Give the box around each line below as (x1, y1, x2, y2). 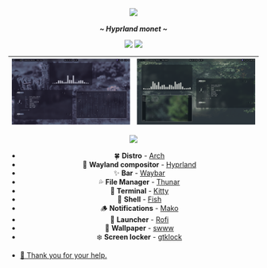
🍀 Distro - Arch (114, 151, 165, 160)
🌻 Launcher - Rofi (110, 214, 169, 224)
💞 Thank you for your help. (19, 250, 107, 260)
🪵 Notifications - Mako (100, 203, 179, 212)
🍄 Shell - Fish (117, 194, 162, 204)
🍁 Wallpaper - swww (104, 223, 175, 232)
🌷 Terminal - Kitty (110, 186, 169, 195)
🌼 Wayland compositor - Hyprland (82, 159, 197, 169)
